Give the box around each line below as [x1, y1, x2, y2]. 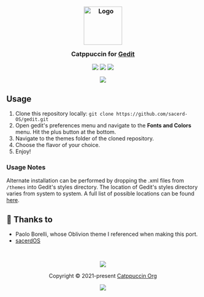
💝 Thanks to [6, 214, 53, 225]
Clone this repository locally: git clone [15, 110, 114, 118]
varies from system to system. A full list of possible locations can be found [6, 190, 195, 197]
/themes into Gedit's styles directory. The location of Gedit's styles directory [6, 184, 198, 191]
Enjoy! [15, 148, 31, 156]
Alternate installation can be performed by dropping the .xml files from [6, 177, 184, 184]
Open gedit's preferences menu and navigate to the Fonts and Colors [15, 122, 192, 129]
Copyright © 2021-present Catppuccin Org [48, 273, 157, 280]
